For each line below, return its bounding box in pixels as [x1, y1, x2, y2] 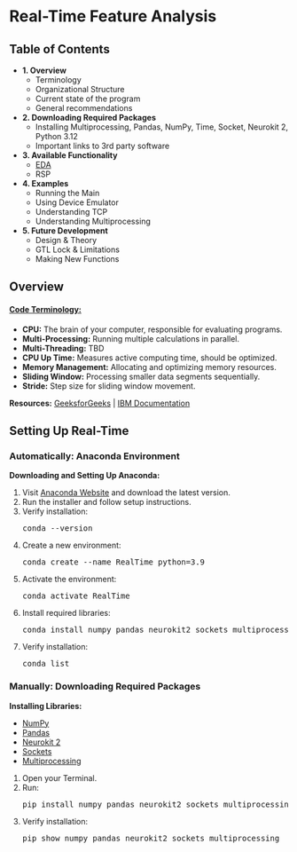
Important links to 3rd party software [35, 140, 170, 151]
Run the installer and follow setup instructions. [21, 497, 192, 508]
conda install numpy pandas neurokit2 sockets [21, 625, 229, 635]
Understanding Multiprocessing [35, 216, 151, 226]
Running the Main [35, 188, 100, 198]
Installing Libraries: [9, 700, 82, 711]
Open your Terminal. [21, 772, 98, 783]
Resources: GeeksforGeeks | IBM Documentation [9, 398, 191, 408]
